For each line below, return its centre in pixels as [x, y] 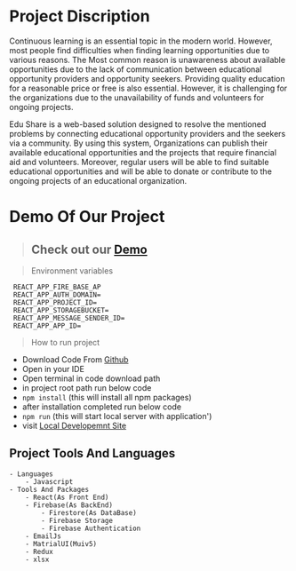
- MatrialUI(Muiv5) [61, 543]
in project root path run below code [87, 387]
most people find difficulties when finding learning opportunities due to [140, 50]
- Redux [39, 551]
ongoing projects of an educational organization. [98, 180]
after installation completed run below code [102, 407]
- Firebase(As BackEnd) [69, 505]
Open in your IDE [53, 369]
